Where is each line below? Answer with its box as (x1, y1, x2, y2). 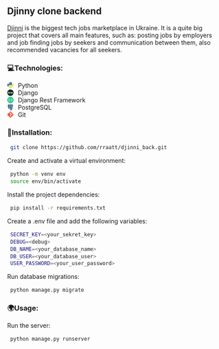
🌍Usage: (7, 304, 39, 313)
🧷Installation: (7, 128, 53, 137)
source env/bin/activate (10, 178, 81, 185)
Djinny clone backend (7, 5, 102, 17)
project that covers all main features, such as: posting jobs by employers (7, 31, 213, 39)
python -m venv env (10, 171, 67, 178)
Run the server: (7, 322, 51, 330)
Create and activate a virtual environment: (7, 157, 126, 165)
